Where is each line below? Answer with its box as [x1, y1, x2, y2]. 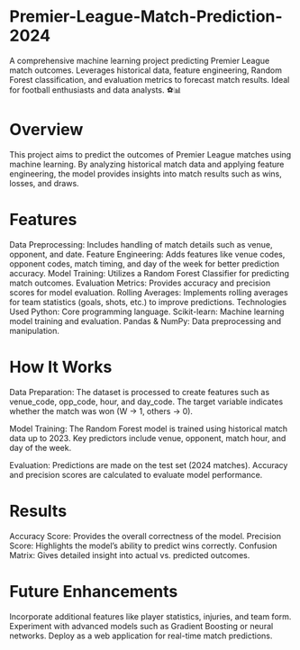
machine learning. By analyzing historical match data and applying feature [9, 158, 285, 169]
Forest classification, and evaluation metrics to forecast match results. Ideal [9, 74, 290, 85]
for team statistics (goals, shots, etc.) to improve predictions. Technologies [9, 296, 286, 307]
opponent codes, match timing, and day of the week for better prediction [9, 258, 280, 269]
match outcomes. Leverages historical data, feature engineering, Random [9, 65, 282, 76]
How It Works [9, 357, 113, 377]
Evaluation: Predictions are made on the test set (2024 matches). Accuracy [9, 459, 288, 470]
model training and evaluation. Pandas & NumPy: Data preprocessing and [9, 315, 282, 326]
